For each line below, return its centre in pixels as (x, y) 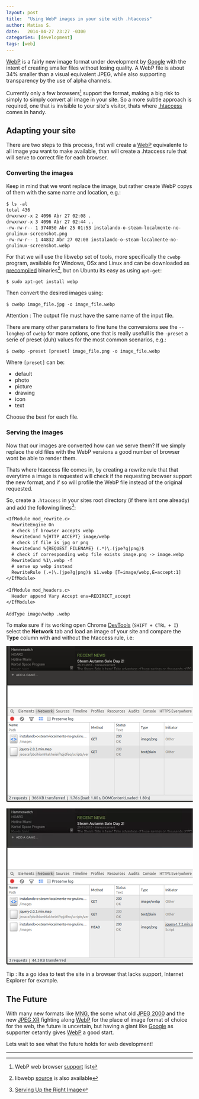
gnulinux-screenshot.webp (38, 246)
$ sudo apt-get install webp (42, 282)
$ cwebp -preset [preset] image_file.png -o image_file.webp (83, 351)
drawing (25, 393)
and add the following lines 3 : (41, 507)
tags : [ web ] (21, 44)
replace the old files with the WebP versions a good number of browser (93, 451)
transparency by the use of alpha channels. (59, 81)
